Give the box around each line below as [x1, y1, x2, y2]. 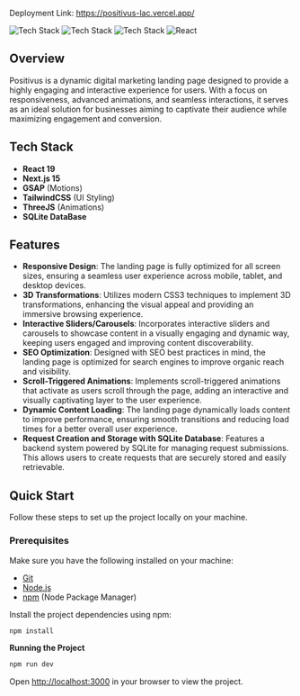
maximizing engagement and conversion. [9, 113, 163, 124]
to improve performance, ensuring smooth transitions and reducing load [22, 414, 289, 425]
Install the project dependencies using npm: [9, 609, 172, 619]
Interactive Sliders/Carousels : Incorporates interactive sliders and [22, 319, 270, 330]
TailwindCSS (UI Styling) [22, 192, 115, 203]
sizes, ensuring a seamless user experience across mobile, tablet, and [22, 270, 283, 282]
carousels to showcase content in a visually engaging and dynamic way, [22, 328, 290, 339]
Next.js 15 [22, 173, 61, 184]
